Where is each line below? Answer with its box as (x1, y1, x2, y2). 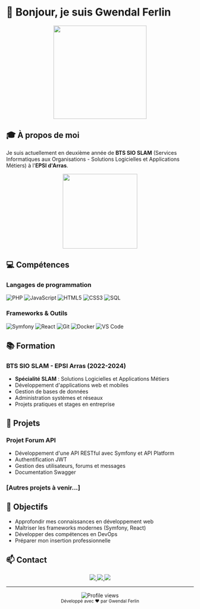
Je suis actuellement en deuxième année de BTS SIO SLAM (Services (6, 149, 177, 156)
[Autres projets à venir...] (6, 483, 80, 492)
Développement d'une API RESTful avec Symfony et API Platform (14, 449, 174, 457)
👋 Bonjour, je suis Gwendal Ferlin (6, 5, 171, 19)
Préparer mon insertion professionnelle (14, 537, 111, 544)
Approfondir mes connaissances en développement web (14, 518, 154, 525)
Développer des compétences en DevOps (14, 530, 118, 537)
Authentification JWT (14, 456, 67, 463)
